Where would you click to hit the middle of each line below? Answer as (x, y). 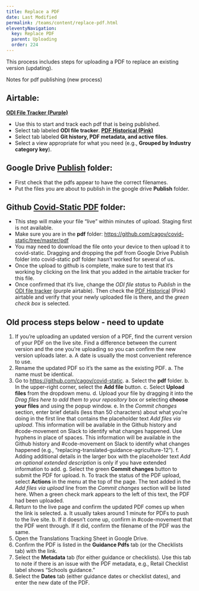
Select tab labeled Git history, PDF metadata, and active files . (91, 137)
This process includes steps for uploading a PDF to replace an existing (93, 61)
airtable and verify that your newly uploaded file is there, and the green (102, 297)
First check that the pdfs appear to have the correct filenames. (91, 182)
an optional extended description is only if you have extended (90, 463)
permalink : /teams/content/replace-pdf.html (62, 23)
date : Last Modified (32, 17)
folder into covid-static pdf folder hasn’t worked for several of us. (95, 260)
